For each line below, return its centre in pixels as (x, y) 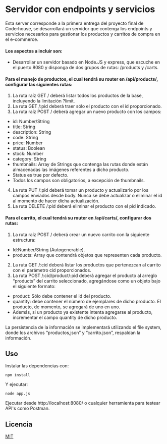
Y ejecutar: (17, 384)
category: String (29, 159)
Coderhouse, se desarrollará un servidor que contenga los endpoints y (79, 28)
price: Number (27, 143)
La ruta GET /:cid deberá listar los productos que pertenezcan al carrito (87, 265)
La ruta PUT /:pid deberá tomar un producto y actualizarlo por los (80, 190)
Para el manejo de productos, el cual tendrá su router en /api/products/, (81, 79)
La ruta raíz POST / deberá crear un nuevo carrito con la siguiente (81, 234)
